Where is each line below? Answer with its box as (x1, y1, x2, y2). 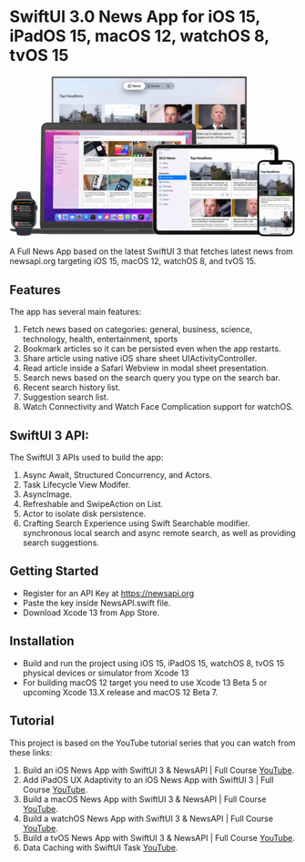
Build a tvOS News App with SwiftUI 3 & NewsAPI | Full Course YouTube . (22, 832, 296, 843)
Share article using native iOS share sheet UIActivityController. (22, 353, 258, 364)
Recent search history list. (22, 382, 121, 393)
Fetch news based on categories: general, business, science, (22, 324, 253, 335)
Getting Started (9, 563, 99, 579)
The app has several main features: (9, 307, 142, 318)
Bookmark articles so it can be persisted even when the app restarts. (22, 343, 281, 354)
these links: (9, 746, 53, 757)
